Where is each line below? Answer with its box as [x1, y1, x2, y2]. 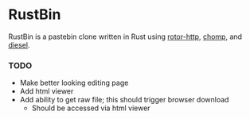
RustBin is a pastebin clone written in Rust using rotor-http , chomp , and [8, 32, 243, 41]
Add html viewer [19, 86, 74, 96]
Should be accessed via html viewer [31, 103, 150, 113]
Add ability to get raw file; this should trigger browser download [19, 95, 229, 105]
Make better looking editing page [19, 78, 129, 88]
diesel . [8, 40, 30, 49]
